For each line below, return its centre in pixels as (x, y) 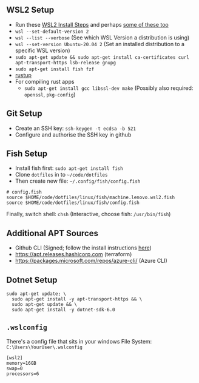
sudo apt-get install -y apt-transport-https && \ (77, 299)
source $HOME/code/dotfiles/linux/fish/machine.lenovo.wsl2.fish (90, 198)
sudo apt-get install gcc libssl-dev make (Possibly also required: (109, 88)
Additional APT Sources (52, 233)
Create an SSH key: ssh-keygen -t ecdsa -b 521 (76, 128)
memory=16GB (21, 363)
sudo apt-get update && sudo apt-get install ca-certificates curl (102, 57)
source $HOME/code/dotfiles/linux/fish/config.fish (73, 203)
